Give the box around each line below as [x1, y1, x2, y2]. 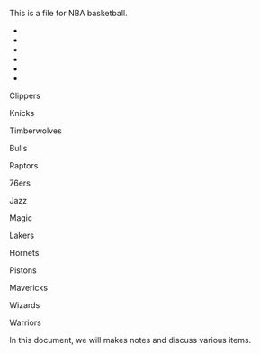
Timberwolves [9, 125, 63, 136]
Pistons [9, 265, 38, 276]
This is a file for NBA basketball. [9, 8, 128, 18]
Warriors [9, 317, 42, 328]
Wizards [9, 300, 40, 310]
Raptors [9, 160, 39, 170]
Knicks [9, 108, 35, 118]
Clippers [9, 90, 40, 101]
